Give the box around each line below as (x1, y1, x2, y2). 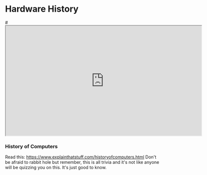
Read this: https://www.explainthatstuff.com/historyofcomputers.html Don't (5, 154, 157, 160)
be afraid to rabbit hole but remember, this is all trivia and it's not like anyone (5, 159, 160, 165)
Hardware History (5, 3, 79, 15)
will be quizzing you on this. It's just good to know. (5, 165, 107, 171)
